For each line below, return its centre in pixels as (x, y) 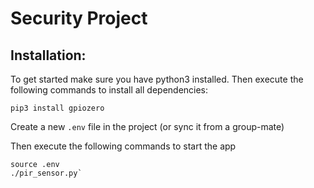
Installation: (48, 55)
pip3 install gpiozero (57, 108)
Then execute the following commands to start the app (123, 146)
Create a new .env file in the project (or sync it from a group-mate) (147, 126)
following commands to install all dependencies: (109, 90)
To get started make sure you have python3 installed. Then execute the (157, 79)
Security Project (79, 18)
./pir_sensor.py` (46, 173)
